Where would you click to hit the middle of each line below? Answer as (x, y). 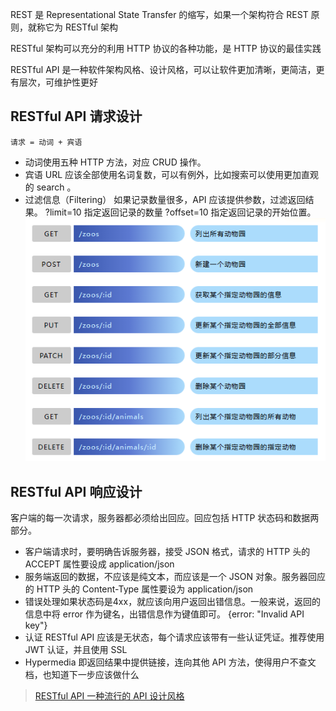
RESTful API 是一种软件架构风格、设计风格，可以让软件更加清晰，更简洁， (163, 69)
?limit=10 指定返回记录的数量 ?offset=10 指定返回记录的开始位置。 (180, 212)
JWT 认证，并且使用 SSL (76, 650)
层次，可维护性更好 (58, 82)
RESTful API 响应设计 (76, 491)
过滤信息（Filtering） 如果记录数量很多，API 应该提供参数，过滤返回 (165, 199)
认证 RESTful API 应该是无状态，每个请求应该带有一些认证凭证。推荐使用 (174, 637)
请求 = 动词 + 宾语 (46, 142)
